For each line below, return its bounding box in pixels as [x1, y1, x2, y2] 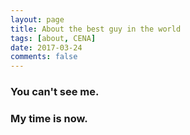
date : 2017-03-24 [10, 42, 83, 53]
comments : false [10, 52, 78, 62]
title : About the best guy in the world [10, 24, 182, 34]
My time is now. [10, 111, 88, 125]
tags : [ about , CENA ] [10, 33, 97, 43]
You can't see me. [10, 85, 100, 99]
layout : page [10, 14, 65, 25]
